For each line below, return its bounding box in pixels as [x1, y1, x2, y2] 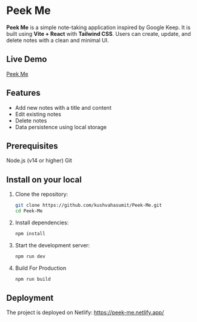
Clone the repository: [15, 190, 68, 198]
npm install [15, 230, 45, 236]
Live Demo [6, 54, 47, 64]
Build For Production [15, 264, 67, 272]
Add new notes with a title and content [15, 104, 112, 111]
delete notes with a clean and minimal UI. [6, 36, 109, 44]
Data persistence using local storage [15, 123, 107, 130]
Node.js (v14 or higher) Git [6, 157, 73, 164]
